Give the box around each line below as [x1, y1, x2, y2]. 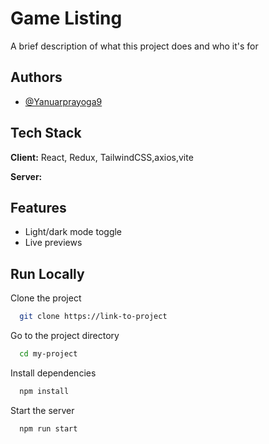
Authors [10, 69, 63, 86]
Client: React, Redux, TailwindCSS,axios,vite [10, 151, 194, 163]
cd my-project [19, 349, 78, 359]
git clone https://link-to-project [19, 312, 168, 322]
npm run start [19, 423, 78, 434]
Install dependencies [10, 367, 97, 379]
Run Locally [10, 265, 85, 282]
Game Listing [10, 7, 123, 30]
